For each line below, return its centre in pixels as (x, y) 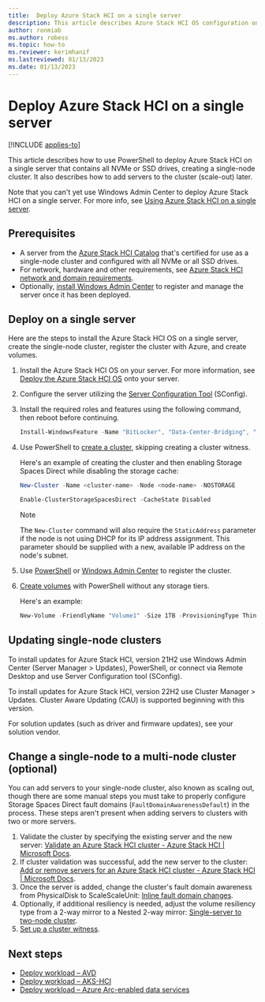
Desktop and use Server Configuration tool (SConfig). (95, 676)
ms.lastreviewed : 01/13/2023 (56, 60)
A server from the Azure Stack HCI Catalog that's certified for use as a (134, 253)
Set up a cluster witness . (60, 929)
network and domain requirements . (77, 278)
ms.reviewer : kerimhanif (49, 52)
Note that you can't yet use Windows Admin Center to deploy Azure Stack (128, 192)
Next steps (35, 953)
